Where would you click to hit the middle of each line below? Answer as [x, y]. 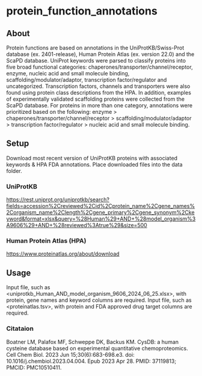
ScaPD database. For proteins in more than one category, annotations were [99, 105]
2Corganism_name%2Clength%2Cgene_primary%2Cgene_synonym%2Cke [100, 213]
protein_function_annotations [82, 11]
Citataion [20, 328]
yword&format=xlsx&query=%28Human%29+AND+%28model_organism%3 [101, 219]
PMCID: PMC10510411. [34, 367]
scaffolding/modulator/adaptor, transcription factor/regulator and [87, 80]
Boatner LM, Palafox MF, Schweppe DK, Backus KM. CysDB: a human [93, 342]
